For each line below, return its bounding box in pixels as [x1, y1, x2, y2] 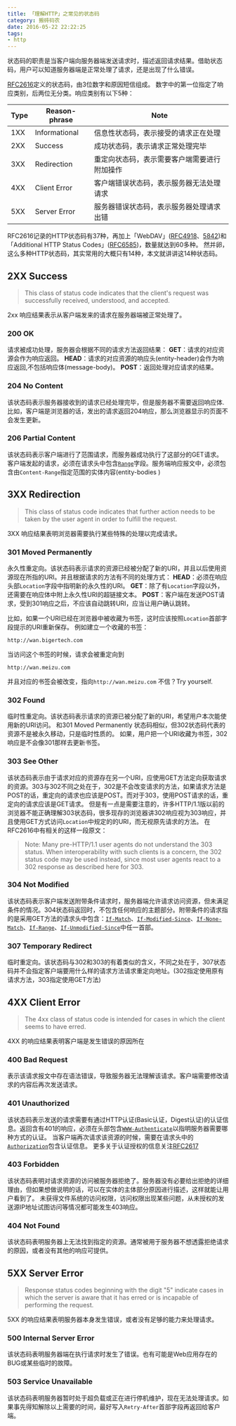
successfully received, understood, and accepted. [24, 296, 170, 304]
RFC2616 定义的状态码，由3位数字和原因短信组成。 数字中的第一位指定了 [7, 80, 218, 89]
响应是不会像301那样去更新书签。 [7, 738, 104, 747]
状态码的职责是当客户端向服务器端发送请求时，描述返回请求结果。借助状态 [7, 57, 223, 65]
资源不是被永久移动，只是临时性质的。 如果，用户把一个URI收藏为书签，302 [7, 730, 228, 738]
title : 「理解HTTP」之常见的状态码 [7, 10, 100, 18]
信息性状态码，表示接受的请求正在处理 [93, 128, 221, 138]
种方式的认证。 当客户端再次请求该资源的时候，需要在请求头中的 [7, 1132, 194, 1142]
